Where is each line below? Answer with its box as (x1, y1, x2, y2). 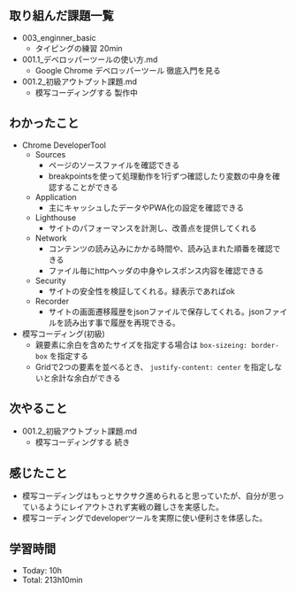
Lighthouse (34, 211, 77, 223)
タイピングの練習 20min (34, 42, 123, 53)
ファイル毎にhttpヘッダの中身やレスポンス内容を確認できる (48, 265, 264, 276)
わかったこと (9, 116, 80, 131)
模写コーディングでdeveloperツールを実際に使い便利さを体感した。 (21, 512, 268, 524)
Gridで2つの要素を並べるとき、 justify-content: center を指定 (34, 361, 267, 372)
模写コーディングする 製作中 (34, 87, 139, 97)
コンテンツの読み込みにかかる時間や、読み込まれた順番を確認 (48, 242, 273, 254)
